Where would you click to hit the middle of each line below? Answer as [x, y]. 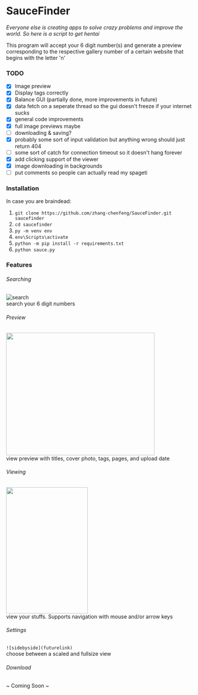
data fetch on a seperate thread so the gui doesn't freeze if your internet [103, 106]
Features [19, 265]
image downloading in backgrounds [58, 166]
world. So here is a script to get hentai [53, 33]
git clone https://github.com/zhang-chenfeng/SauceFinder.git [93, 213]
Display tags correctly [41, 93]
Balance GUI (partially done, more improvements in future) [86, 100]
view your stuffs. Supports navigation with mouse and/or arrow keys [90, 617]
